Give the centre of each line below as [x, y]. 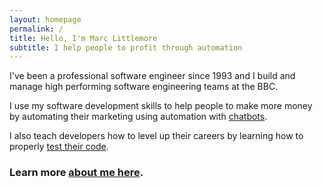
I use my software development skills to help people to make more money [161, 106]
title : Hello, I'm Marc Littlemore [83, 38]
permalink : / [36, 29]
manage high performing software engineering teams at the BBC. [144, 87]
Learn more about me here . [76, 173]
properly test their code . [59, 147]
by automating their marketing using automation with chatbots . [138, 117]
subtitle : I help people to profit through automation [126, 47]
